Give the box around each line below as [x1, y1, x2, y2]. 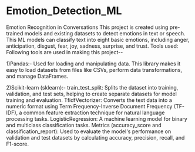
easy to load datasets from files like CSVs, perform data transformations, [6, 66, 182, 73]
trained [6, 29, 23, 37]
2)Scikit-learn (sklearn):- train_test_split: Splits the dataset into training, [6, 84, 179, 91]
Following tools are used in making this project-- [6, 48, 123, 55]
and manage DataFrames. [6, 72, 69, 80]
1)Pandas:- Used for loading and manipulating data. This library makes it [6, 60, 181, 67]
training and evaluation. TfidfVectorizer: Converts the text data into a [6, 96, 172, 104]
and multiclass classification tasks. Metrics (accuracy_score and [6, 121, 162, 128]
